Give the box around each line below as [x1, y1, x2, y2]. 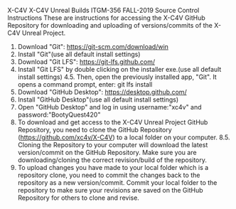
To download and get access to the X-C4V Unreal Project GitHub [17, 118, 208, 127]
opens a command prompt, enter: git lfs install [17, 80, 153, 88]
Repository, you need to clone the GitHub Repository [17, 126, 172, 134]
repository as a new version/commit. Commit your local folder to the [17, 178, 218, 187]
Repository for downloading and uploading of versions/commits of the [7, 21, 213, 29]
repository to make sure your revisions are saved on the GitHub [17, 186, 204, 194]
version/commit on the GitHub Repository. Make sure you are [17, 149, 197, 156]
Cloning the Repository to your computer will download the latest [17, 141, 208, 149]
